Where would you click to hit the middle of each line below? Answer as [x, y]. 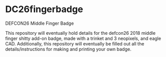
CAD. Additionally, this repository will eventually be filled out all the [75, 43]
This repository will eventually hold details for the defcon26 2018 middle [80, 33]
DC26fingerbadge [44, 9]
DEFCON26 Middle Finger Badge [40, 23]
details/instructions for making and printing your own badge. [68, 49]
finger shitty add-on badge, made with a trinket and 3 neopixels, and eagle [83, 38]
